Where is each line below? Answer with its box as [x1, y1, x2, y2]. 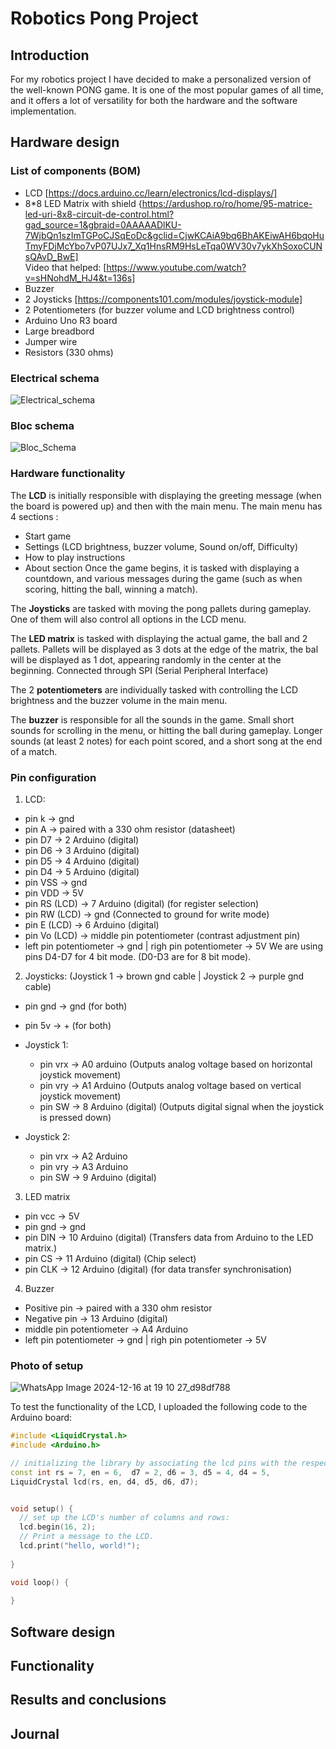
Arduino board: [10, 1412, 73, 1424]
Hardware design [10, 134, 120, 151]
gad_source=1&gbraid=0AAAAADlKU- [24, 218, 182, 231]
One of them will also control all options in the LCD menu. [10, 613, 247, 625]
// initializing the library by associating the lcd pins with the [10, 1458, 298, 1468]
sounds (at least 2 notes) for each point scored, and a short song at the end [10, 735, 323, 747]
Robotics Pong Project [10, 7, 199, 30]
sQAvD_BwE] [24, 250, 79, 262]
